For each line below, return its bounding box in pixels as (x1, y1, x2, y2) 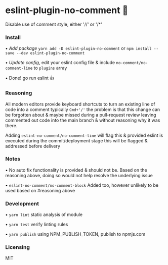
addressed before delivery (5, 143, 61, 149)
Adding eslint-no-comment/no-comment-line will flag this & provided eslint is (5, 132, 163, 138)
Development (5, 200, 39, 207)
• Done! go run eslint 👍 (5, 75, 55, 81)
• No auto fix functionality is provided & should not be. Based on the (5, 167, 148, 173)
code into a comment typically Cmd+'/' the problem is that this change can (5, 106, 160, 113)
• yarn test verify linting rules (5, 222, 68, 228)
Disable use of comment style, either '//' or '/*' (5, 21, 102, 27)
